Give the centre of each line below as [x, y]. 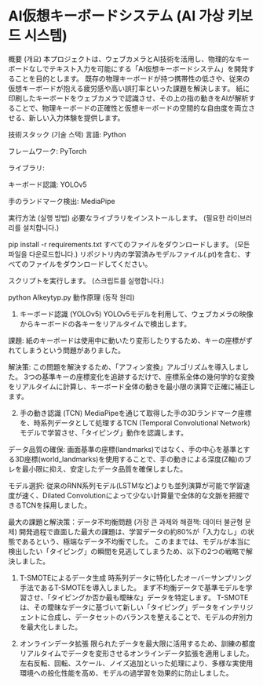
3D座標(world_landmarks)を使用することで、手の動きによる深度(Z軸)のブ [133, 459]
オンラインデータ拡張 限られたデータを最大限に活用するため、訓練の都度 [137, 643]
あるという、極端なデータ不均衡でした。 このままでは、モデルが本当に [136, 541]
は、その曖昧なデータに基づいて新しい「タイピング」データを [119, 607]
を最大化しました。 [51, 627]
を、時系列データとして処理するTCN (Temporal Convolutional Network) [135, 423]
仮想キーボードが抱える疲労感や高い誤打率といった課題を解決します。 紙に [129, 88]
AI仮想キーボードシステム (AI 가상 [117, 16]
